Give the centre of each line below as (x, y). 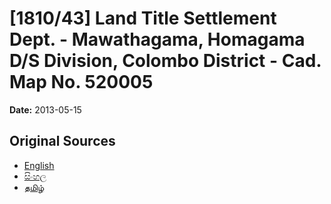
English (39, 165)
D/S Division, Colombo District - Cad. (165, 61)
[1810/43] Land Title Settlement (143, 18)
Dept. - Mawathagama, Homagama (157, 39)
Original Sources (62, 141)
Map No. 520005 (81, 82)
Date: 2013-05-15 (45, 109)
